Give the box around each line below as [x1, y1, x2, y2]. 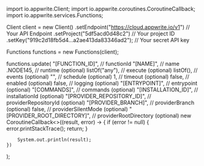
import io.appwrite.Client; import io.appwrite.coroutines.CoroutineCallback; [6, 5, 196, 12]
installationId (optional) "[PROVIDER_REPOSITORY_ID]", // [6, 93, 152, 99]
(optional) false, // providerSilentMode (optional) [6, 106, 129, 112]
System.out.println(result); [17, 137, 92, 143]
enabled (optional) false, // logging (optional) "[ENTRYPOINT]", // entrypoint [6, 79, 198, 87]
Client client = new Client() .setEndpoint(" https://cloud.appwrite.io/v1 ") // [6, 24, 190, 31]
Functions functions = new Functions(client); [6, 48, 119, 56]
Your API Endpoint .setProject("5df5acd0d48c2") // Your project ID [6, 30, 175, 37]
